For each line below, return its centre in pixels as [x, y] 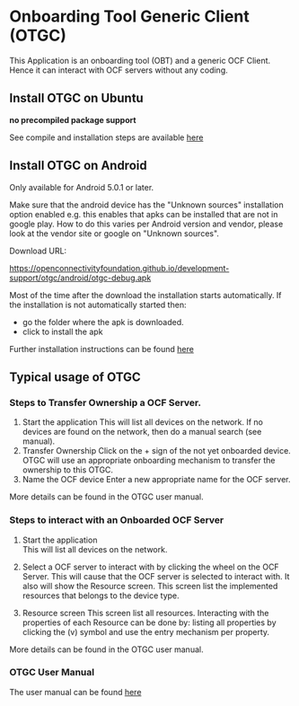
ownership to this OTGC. [68, 470]
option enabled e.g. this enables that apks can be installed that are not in [144, 214]
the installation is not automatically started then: [98, 304]
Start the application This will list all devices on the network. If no [142, 422]
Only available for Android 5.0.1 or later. [82, 187]
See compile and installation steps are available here [106, 137]
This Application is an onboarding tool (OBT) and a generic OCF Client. [140, 60]
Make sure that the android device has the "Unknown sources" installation [147, 205]
